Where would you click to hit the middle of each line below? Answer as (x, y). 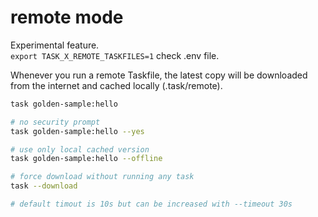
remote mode (67, 17)
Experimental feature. (55, 45)
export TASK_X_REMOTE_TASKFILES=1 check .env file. (115, 55)
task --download (44, 186)
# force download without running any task (102, 177)
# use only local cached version (80, 149)
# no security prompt (55, 122)
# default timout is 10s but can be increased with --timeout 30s (151, 204)
